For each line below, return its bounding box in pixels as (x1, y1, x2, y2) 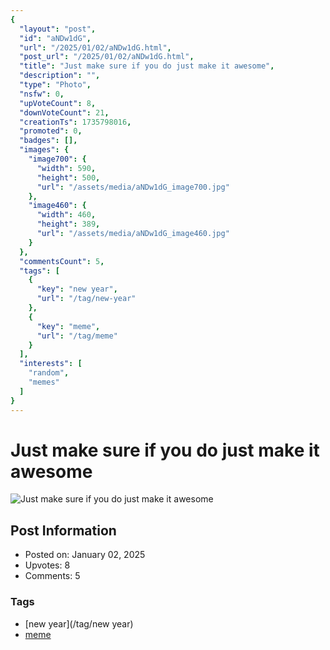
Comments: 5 (24, 570, 81, 582)
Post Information (10, 522, 117, 539)
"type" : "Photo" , (19, 80, 92, 90)
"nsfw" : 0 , (19, 89, 65, 99)
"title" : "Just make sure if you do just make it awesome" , (19, 61, 275, 71)
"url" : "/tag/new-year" (36, 294, 137, 304)
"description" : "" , (19, 71, 101, 81)
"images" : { (19, 145, 70, 155)
